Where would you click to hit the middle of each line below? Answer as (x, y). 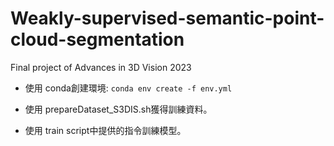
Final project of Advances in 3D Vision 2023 (101, 67)
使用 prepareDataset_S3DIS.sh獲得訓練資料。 (118, 109)
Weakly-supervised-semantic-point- (167, 18)
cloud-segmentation (97, 39)
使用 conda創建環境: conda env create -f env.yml (128, 88)
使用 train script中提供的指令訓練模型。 (105, 130)
